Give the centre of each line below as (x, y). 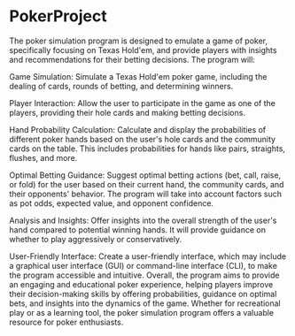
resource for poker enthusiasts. (66, 322)
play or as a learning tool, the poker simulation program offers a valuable (142, 312)
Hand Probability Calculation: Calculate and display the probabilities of (138, 129)
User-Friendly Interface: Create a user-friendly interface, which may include (147, 256)
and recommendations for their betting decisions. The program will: (132, 59)
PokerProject (58, 16)
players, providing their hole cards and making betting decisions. (128, 112)
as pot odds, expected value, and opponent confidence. (112, 203)
